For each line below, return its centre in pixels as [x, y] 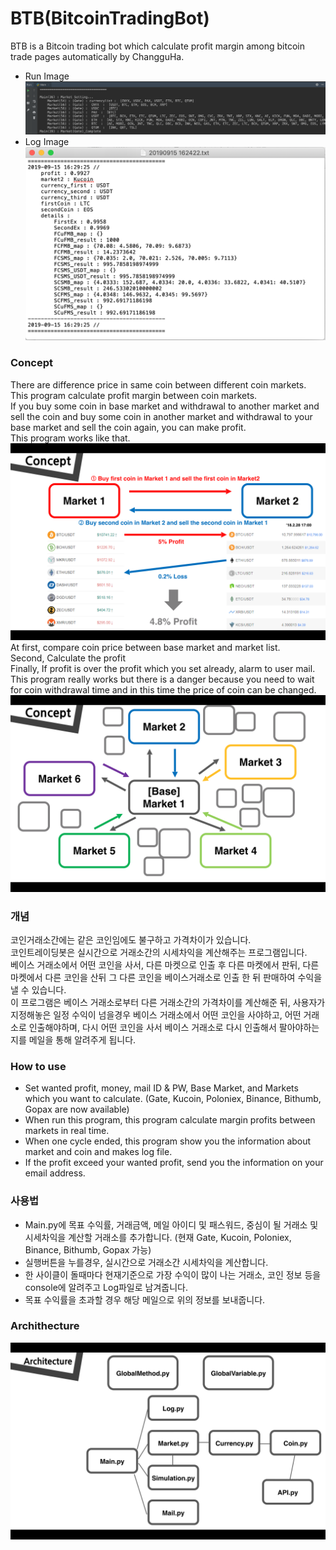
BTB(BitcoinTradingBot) [110, 18]
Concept [31, 363]
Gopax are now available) [77, 1109]
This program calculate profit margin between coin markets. [134, 395]
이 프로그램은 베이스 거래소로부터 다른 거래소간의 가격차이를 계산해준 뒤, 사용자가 [168, 1002]
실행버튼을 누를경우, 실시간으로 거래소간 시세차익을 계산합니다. [146, 1262]
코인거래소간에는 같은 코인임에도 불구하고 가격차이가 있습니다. [131, 939]
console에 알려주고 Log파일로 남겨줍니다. [106, 1287]
